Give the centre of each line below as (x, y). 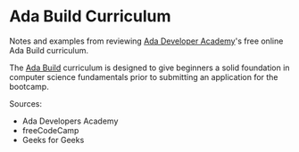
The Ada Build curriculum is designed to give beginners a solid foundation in (149, 68)
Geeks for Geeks (53, 140)
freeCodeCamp (50, 130)
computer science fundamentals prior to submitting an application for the (144, 76)
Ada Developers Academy (70, 121)
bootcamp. (29, 86)
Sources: (26, 103)
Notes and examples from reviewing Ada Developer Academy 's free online (146, 41)
